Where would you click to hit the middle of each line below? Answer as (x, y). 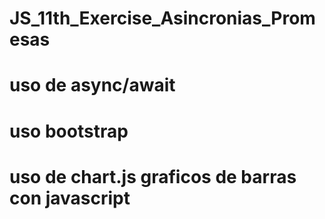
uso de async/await (92, 85)
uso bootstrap (69, 131)
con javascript (70, 198)
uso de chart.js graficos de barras (153, 176)
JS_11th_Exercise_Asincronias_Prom (162, 18)
